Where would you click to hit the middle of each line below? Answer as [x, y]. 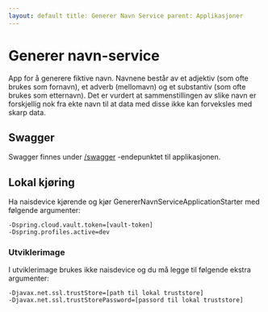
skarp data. [27, 112]
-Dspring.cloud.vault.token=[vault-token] [81, 225]
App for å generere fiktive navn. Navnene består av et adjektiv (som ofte [128, 78]
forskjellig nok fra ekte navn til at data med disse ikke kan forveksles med [130, 104]
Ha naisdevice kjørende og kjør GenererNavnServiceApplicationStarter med [134, 202]
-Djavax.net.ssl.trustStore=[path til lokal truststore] [106, 293]
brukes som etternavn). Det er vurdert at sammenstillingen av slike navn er [132, 95]
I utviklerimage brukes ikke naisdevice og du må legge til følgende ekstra [130, 270]
